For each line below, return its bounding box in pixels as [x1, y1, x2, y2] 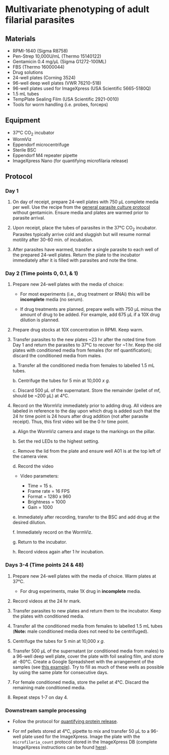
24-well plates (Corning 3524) [12, 75, 76, 80]
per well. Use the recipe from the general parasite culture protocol [12, 204, 150, 210]
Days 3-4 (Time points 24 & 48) [5, 561, 84, 569]
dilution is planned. [20, 317, 60, 323]
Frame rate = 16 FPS [27, 488, 70, 494]
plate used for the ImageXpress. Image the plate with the [22, 733, 140, 739]
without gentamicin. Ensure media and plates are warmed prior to [12, 210, 149, 216]
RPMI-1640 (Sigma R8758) [12, 48, 68, 54]
